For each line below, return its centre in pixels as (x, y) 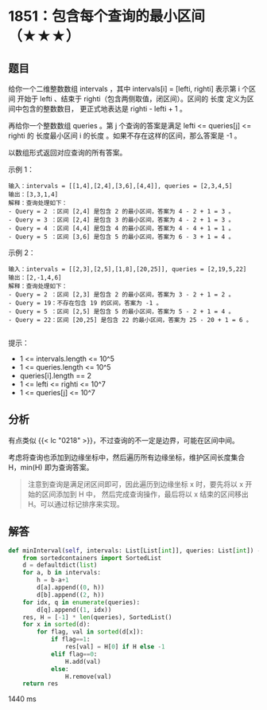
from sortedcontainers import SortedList (92, 558)
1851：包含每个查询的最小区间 (106, 16)
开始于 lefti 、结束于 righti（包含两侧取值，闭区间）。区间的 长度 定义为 (132, 99)
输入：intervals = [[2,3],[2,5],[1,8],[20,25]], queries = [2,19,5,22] (128, 269)
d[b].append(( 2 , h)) (71, 594)
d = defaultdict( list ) (60, 565)
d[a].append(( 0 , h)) (71, 587)
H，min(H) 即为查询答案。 (51, 467)
